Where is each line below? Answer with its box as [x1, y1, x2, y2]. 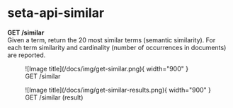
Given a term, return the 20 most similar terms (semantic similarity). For [7, 35, 216, 44]
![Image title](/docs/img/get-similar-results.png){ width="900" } [25, 85, 211, 94]
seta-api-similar [7, 5, 105, 21]
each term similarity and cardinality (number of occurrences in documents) [7, 43, 227, 52]
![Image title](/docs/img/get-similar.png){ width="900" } [25, 64, 189, 73]
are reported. [7, 51, 46, 59]
